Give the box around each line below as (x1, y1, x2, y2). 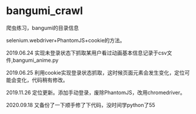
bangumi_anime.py (12, 56, 59, 63)
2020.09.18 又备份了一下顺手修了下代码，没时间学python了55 (6, 101, 155, 108)
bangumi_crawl (6, 4, 84, 18)
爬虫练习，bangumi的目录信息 (6, 24, 79, 31)
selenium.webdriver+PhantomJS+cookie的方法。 (6, 36, 125, 43)
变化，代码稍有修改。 (16, 76, 68, 83)
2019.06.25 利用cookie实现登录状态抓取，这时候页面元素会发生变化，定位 (6, 69, 185, 76)
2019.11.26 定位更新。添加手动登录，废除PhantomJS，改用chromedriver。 (6, 89, 185, 96)
